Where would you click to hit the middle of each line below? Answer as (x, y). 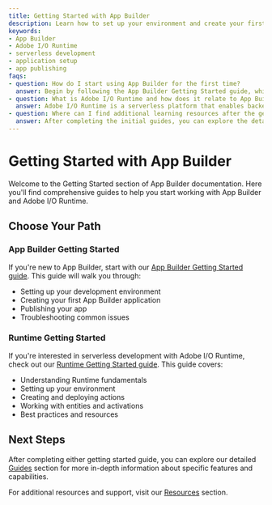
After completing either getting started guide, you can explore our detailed (132, 459)
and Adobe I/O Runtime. (49, 201)
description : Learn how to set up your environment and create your (126, 23)
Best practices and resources (69, 414)
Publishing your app (53, 308)
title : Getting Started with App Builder (79, 16)
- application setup (43, 62)
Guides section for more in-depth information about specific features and (131, 468)
